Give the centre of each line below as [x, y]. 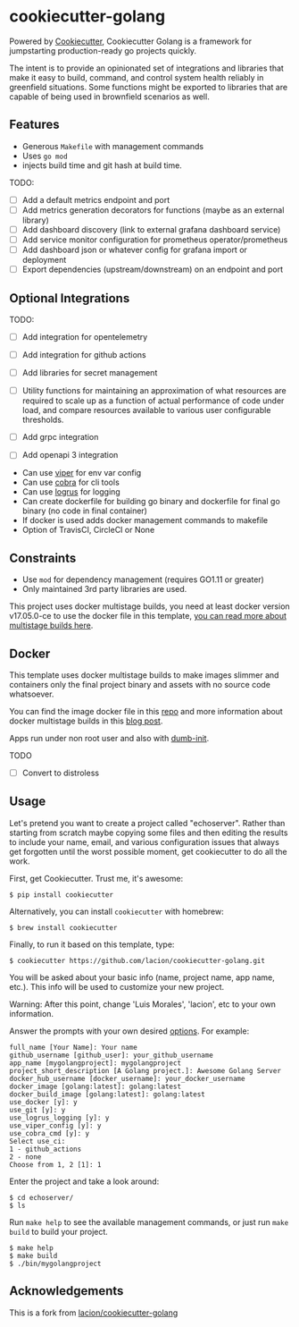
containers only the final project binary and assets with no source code [140, 684]
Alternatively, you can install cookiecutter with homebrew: [117, 911]
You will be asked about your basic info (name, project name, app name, [142, 977]
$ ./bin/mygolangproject [55, 1264]
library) [35, 220]
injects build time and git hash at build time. [102, 165]
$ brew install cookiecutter [63, 927]
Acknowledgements [66, 1291]
